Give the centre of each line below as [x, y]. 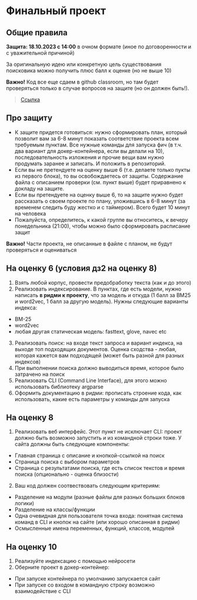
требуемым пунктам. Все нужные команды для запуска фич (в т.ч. [98, 145]
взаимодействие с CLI [43, 591]
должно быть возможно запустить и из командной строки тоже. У [98, 438]
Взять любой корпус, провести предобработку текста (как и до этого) [103, 282]
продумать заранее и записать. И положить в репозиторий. [90, 164]
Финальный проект [56, 11]
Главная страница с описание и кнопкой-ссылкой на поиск [89, 456]
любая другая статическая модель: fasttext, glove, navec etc [90, 331]
